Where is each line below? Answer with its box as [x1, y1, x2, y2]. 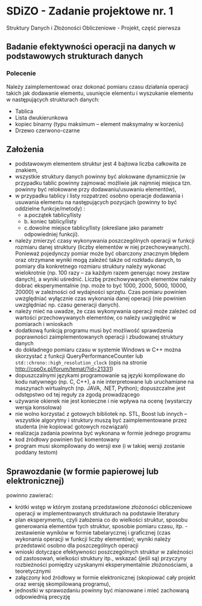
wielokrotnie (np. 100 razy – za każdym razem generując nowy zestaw [14, 269, 190, 276]
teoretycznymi [14, 567, 51, 575]
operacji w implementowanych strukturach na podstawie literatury [14, 510, 180, 517]
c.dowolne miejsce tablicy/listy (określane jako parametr [24, 225, 164, 232]
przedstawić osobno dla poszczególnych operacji [14, 542, 139, 549]
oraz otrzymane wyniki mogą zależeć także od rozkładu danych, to [14, 257, 181, 264]
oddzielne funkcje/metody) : [14, 205, 86, 212]
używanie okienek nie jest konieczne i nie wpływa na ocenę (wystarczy [14, 397, 192, 405]
